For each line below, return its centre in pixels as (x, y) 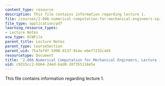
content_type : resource (29, 10)
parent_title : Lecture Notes (35, 42)
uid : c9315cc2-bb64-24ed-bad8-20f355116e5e (50, 64)
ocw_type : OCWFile (24, 37)
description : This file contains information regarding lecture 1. (76, 14)
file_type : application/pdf (34, 23)
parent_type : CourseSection (34, 46)
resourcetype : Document (29, 55)
